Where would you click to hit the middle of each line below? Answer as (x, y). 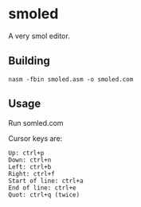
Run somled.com (36, 123)
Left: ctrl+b (30, 167)
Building (29, 61)
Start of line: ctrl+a (46, 181)
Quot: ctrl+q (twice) (44, 195)
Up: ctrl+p (26, 153)
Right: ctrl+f (32, 174)
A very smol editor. (39, 36)
